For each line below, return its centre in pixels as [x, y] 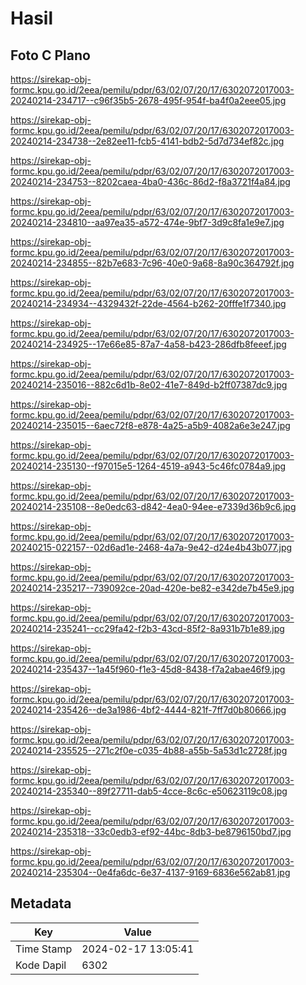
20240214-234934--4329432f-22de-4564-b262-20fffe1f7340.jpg [148, 303]
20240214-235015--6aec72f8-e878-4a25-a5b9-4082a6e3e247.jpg [150, 425]
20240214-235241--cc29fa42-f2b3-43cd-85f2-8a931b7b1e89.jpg [147, 628]
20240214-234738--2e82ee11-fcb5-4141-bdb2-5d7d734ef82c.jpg [147, 141]
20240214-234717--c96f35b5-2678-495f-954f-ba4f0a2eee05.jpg [148, 100]
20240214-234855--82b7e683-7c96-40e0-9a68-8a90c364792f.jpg [152, 263]
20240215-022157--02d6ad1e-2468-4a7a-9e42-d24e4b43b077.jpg [151, 547]
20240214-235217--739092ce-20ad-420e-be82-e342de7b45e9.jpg [152, 588]
